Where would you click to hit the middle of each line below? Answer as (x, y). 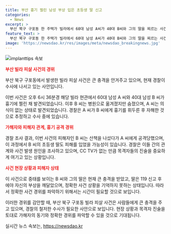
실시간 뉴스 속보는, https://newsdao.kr (44, 226)
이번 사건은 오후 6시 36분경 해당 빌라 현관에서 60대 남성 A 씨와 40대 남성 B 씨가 (85, 97)
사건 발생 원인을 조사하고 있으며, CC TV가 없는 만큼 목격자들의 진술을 (83, 150)
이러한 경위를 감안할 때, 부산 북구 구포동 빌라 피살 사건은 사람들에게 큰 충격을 (81, 202)
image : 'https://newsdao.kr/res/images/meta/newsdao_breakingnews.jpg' (83, 43)
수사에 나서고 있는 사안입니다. (35, 86)
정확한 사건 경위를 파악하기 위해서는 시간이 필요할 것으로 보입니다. (76, 191)
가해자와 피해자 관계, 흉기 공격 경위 (39, 127)
